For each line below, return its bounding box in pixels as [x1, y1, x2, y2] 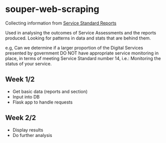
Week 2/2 [5, 113, 36, 122]
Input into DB [12, 93, 40, 99]
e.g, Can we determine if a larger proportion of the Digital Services [5, 44, 143, 50]
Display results [12, 126, 44, 133]
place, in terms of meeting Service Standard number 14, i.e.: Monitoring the [5, 55, 161, 61]
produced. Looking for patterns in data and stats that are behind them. [5, 35, 151, 41]
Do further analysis [12, 132, 52, 138]
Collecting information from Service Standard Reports [5, 20, 117, 26]
